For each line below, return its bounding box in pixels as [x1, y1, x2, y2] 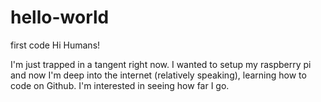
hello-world [10, 6, 110, 29]
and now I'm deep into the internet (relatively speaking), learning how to [10, 69, 307, 81]
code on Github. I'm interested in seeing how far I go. [10, 79, 230, 91]
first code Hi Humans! [10, 39, 101, 51]
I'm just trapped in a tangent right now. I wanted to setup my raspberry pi [10, 58, 312, 70]
